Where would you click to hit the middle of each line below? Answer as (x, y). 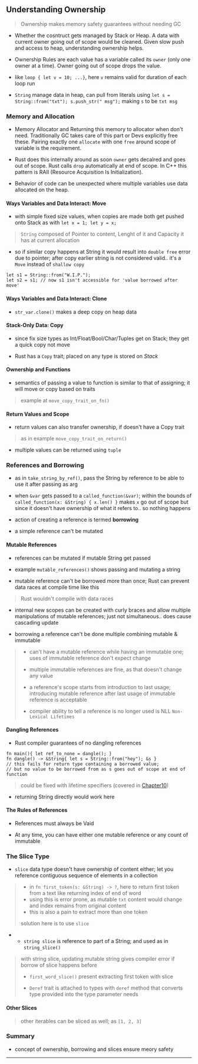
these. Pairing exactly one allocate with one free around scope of (95, 142)
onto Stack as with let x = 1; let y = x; (65, 223)
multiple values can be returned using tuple (68, 450)
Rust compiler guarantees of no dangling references (78, 743)
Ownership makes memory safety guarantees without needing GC (101, 24)
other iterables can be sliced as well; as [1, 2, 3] (81, 1021)
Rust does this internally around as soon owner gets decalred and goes (100, 159)
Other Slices (22, 1008)
